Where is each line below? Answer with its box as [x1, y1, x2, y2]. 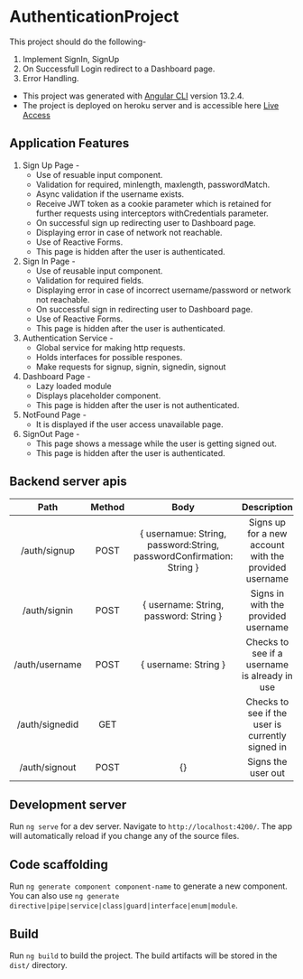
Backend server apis [9, 474, 128, 489]
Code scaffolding [9, 856, 108, 872]
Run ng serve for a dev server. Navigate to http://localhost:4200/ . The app [9, 821, 293, 832]
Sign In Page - [22, 256, 76, 266]
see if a [252, 647, 283, 659]
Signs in [250, 587, 285, 600]
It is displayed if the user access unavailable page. [35, 418, 224, 430]
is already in [242, 669, 293, 682]
